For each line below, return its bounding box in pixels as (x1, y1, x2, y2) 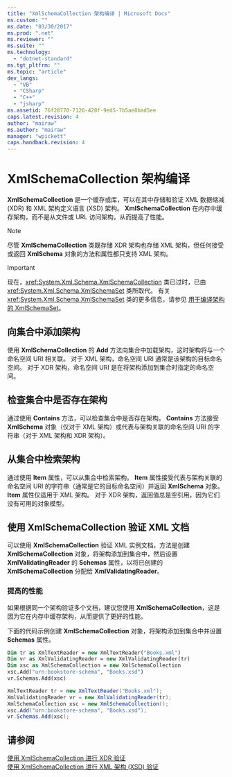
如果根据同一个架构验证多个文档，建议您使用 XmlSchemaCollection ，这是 (7, 603, 220, 611)
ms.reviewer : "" (7, 36, 54, 43)
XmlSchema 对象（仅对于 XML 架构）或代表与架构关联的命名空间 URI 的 (7, 422, 215, 431)
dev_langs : (7, 74, 39, 82)
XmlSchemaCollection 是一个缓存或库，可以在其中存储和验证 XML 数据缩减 (7, 196, 225, 204)
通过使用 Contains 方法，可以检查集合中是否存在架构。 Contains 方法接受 (7, 413, 220, 422)
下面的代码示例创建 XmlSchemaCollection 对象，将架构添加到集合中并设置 (7, 626, 222, 635)
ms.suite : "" (7, 42, 45, 49)
